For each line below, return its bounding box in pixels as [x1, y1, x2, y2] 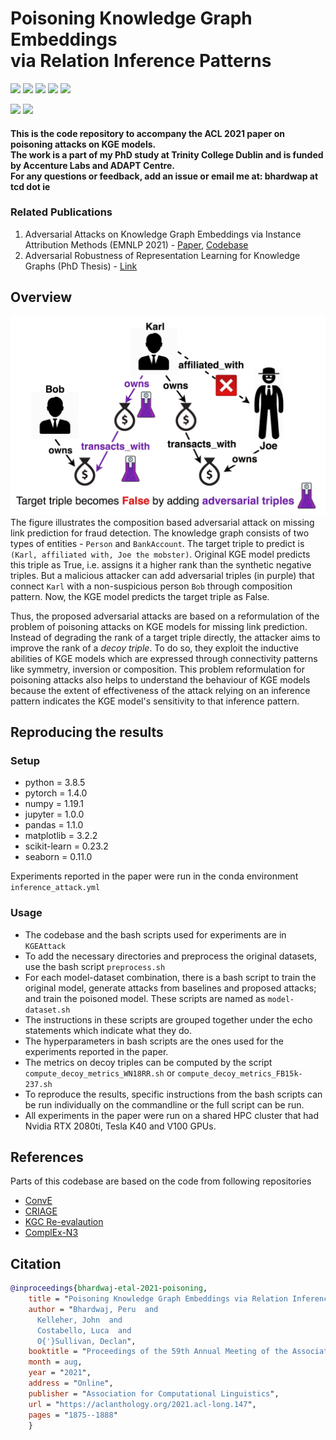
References [10, 1148, 84, 1166]
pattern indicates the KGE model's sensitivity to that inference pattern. [10, 695, 300, 707]
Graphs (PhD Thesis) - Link [24, 260, 138, 272]
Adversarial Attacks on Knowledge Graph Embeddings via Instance [24, 228, 302, 240]
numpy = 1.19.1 [24, 798, 84, 810]
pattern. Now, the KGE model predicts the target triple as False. [10, 590, 270, 602]
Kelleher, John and [36, 1315, 123, 1325]
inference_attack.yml [10, 883, 101, 893]
